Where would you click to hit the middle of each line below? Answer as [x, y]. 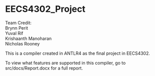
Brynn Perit [17, 28]
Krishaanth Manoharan [29, 38]
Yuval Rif [14, 33]
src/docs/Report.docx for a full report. [44, 68]
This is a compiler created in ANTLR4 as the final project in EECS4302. [77, 53]
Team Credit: [18, 23]
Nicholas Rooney [22, 43]
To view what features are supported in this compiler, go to [65, 63]
